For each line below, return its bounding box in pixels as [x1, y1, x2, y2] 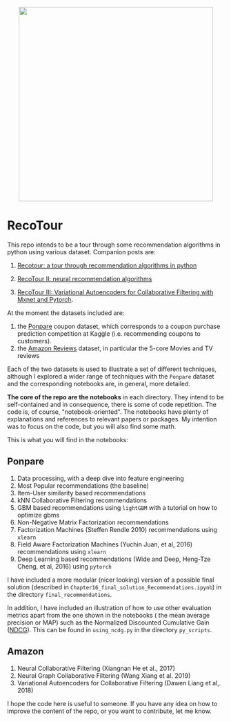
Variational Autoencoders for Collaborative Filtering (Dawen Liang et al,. [17, 678, 221, 687]
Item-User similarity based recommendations [17, 488, 146, 497]
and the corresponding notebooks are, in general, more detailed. [7, 379, 191, 388]
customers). [17, 336, 52, 345]
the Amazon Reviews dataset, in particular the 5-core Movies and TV [17, 344, 213, 352]
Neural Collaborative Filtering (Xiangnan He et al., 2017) [17, 664, 176, 672]
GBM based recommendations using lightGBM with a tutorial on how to [17, 503, 218, 511]
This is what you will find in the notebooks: [7, 435, 129, 444]
